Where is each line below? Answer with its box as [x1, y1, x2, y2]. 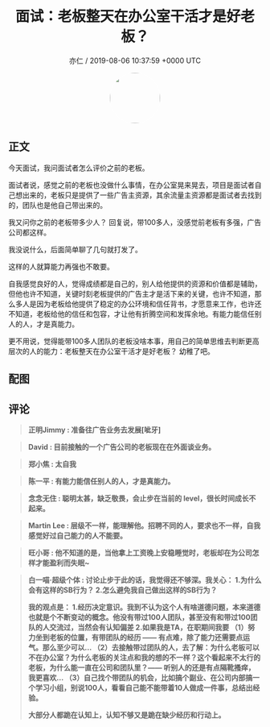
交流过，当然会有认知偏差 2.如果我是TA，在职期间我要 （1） [49, 622, 248, 632]
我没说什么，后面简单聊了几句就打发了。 [8, 244, 142, 254]
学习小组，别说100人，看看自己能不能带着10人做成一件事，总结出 [35, 683, 253, 692]
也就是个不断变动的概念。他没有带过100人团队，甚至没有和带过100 [27, 612, 251, 621]
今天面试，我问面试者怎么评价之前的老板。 [8, 163, 149, 172]
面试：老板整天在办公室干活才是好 [14, 7, 241, 26]
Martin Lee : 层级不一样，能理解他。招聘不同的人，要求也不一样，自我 [27, 521, 261, 530]
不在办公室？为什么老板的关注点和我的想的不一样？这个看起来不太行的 [27, 652, 261, 662]
